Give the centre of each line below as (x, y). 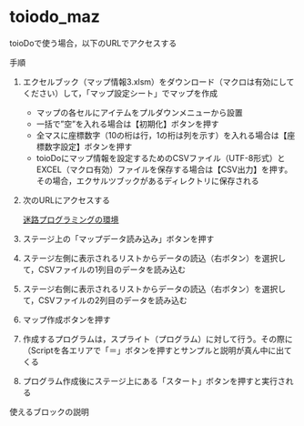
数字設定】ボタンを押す (88, 147)
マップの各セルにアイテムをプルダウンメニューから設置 (139, 112)
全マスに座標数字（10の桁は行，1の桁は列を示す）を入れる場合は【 (162, 135)
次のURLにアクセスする (66, 200)
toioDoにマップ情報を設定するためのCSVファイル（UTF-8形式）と (161, 157)
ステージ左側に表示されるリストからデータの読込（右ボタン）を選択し (154, 258)
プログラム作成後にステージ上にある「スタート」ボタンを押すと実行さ (154, 380)
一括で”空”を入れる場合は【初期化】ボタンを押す (127, 124)
